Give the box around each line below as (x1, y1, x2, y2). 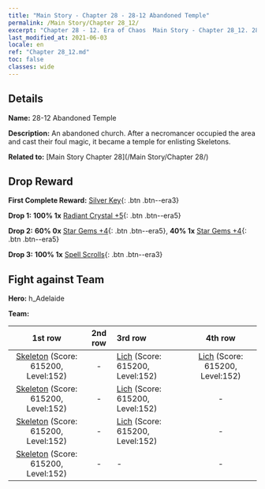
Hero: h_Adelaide (8, 293, 65, 304)
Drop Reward (8, 174, 73, 188)
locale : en (8, 41, 44, 49)
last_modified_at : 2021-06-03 (8, 33, 108, 42)
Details (8, 92, 43, 106)
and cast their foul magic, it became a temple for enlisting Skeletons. (8, 136, 231, 146)
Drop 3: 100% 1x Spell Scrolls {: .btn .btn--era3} (8, 250, 163, 259)
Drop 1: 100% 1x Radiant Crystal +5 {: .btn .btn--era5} (8, 211, 181, 221)
